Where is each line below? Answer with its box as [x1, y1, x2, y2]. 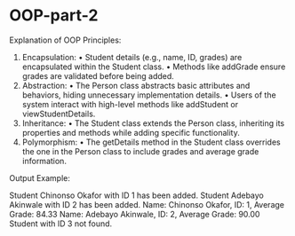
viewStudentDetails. [21, 108, 96, 119]
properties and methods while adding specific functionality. [21, 127, 240, 138]
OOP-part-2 [9, 5, 99, 26]
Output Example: [9, 172, 71, 183]
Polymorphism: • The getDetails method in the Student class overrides [21, 137, 282, 147]
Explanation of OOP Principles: [9, 35, 122, 45]
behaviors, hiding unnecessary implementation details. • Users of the [21, 90, 277, 100]
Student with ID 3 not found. [9, 218, 113, 229]
